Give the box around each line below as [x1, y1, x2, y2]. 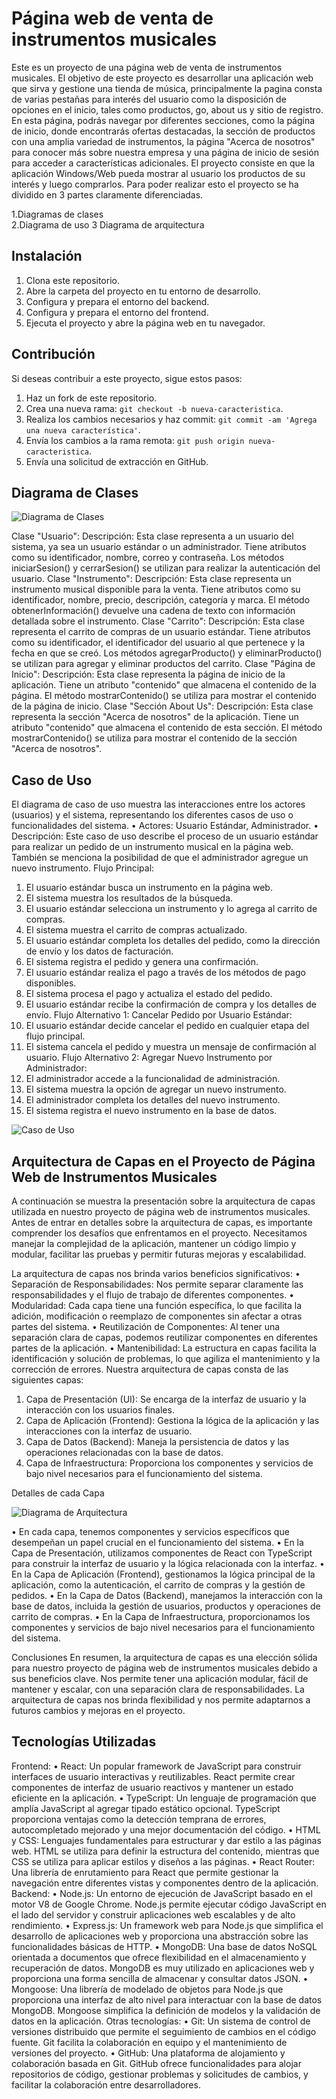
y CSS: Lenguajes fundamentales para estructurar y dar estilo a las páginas [11, 1834, 322, 1846]
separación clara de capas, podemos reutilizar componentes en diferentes [11, 1332, 318, 1343]
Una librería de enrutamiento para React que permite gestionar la [11, 1866, 279, 1878]
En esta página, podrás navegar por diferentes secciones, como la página [11, 114, 316, 126]
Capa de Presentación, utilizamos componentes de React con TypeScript [11, 1547, 313, 1559]
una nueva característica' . [25, 423, 141, 436]
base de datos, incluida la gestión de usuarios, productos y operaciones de [11, 1600, 321, 1612]
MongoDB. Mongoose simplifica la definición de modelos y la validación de [11, 2004, 321, 2016]
